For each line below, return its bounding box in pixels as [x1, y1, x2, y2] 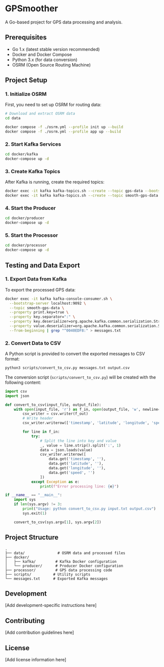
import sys [14, 497, 36, 502]
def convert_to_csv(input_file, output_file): [5, 402, 102, 407]
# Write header [22, 416, 54, 421]
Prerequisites [5, 33, 47, 42]
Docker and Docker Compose [12, 51, 72, 57]
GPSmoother [5, 3, 59, 14]
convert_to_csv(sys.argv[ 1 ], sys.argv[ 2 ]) [14, 519, 102, 525]
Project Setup [5, 76, 48, 85]
